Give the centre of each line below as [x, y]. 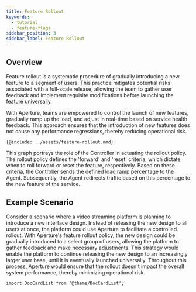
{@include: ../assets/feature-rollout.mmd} [60, 142]
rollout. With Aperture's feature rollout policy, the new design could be [91, 235]
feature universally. [29, 101]
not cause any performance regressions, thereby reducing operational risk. [97, 131]
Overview [24, 62]
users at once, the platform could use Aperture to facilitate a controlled [92, 229]
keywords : [18, 17]
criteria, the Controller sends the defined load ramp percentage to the [90, 171]
